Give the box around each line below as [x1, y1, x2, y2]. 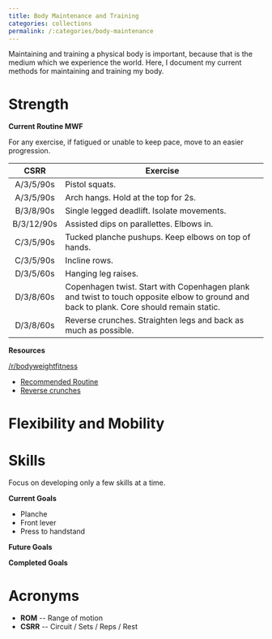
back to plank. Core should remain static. [65, 302, 221, 313]
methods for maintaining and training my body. [8, 66, 164, 76]
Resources [8, 345, 46, 355]
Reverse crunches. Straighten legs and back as [65, 315, 244, 326]
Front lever [19, 518, 57, 528]
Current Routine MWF [8, 122, 83, 131]
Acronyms [8, 586, 79, 605]
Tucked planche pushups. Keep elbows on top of [65, 232, 251, 243]
